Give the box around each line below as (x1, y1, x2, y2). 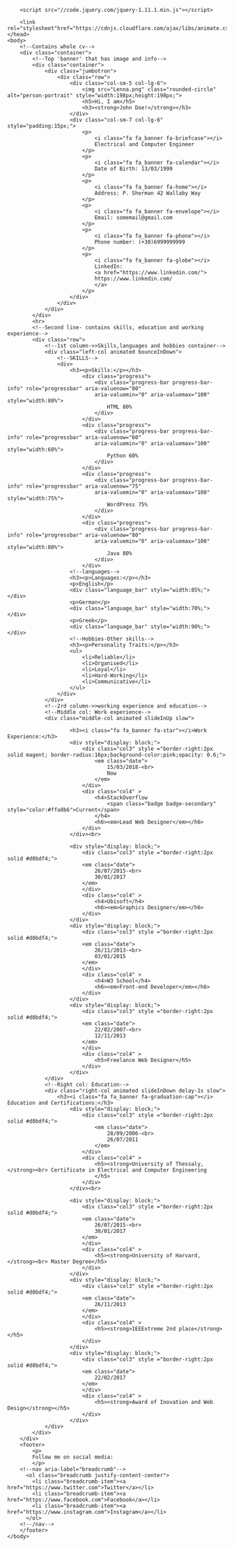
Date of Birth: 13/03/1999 (94, 165, 173, 172)
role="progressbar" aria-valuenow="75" (25, 483, 141, 490)
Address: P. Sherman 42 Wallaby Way (94, 190, 201, 197)
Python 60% (107, 452, 139, 459)
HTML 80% (107, 403, 132, 410)
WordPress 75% (107, 501, 148, 508)
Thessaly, (175, 1160, 204, 1167)
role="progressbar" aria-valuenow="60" (25, 434, 141, 441)
